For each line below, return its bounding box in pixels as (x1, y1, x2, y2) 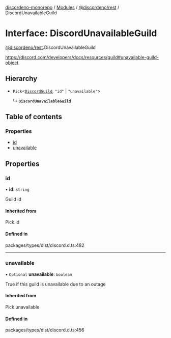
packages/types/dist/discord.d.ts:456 (5, 327, 85, 333)
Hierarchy (5, 74, 38, 83)
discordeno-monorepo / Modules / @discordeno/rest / (5, 5, 120, 10)
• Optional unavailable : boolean (5, 271, 72, 277)
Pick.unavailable (5, 304, 40, 310)
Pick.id (5, 219, 20, 226)
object (5, 60, 19, 66)
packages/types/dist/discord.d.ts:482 (5, 242, 85, 248)
